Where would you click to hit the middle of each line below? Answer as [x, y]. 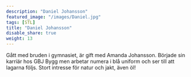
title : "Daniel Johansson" [39, 28]
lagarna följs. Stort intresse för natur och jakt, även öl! [71, 67]
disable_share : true [31, 33]
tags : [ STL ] [21, 22]
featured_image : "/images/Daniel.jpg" [53, 17]
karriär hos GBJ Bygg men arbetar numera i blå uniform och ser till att [90, 61]
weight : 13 [19, 38]
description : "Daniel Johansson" [47, 11]
